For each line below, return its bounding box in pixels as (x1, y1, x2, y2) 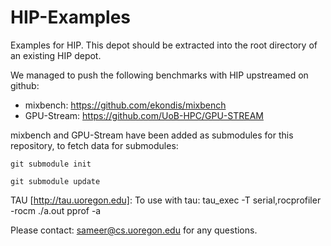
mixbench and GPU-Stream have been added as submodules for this (10, 129, 294, 141)
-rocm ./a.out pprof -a (10, 204, 102, 216)
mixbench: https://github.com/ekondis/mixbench (24, 99, 227, 111)
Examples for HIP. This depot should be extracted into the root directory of (10, 39, 318, 51)
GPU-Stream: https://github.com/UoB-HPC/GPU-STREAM (24, 109, 264, 121)
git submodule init (10, 159, 92, 169)
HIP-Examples (10, 6, 132, 29)
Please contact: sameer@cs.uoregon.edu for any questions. (10, 224, 258, 236)
